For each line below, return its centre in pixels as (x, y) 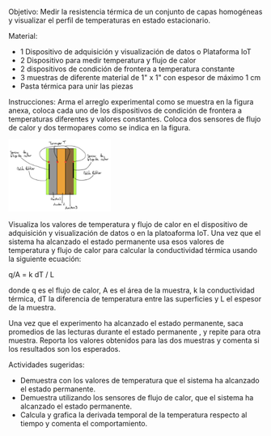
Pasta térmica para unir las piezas (76, 86)
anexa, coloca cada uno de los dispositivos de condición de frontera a (125, 110)
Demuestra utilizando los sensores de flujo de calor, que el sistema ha (137, 398)
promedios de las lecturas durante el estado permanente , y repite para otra (135, 332)
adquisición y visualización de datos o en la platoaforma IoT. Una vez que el (135, 233)
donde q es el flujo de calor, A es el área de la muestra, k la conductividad (131, 290)
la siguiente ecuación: (45, 259)
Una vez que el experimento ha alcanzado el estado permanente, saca (126, 323)
